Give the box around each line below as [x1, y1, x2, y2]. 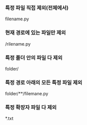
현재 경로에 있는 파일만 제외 [5, 29, 66, 36]
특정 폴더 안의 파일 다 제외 [5, 54, 63, 61]
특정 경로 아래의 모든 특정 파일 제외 [5, 79, 83, 86]
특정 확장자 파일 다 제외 [5, 104, 57, 111]
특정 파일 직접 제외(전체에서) [5, 4, 69, 11]
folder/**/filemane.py [5, 91, 48, 97]
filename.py [5, 16, 29, 22]
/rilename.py [5, 41, 31, 47]
